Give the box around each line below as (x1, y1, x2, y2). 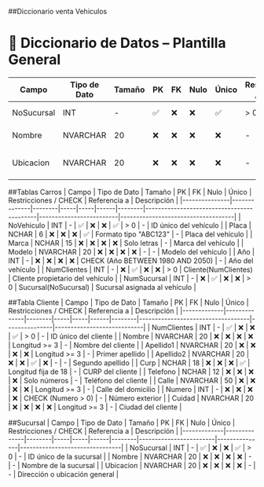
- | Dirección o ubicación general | (8, 469, 119, 478)
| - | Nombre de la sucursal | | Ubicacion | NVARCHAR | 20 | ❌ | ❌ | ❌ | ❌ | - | (8, 460, 256, 470)
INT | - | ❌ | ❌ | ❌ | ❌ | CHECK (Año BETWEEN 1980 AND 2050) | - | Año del (8, 255, 254, 265)
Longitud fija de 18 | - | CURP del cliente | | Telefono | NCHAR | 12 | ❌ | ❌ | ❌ (8, 367, 254, 376)
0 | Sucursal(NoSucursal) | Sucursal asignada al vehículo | (8, 282, 196, 291)
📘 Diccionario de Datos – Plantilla (8, 35, 226, 52)
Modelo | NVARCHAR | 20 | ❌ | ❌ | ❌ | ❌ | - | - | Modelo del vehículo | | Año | (8, 247, 255, 256)
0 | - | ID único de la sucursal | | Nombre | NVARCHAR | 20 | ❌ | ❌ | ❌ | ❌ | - (8, 452, 252, 461)
